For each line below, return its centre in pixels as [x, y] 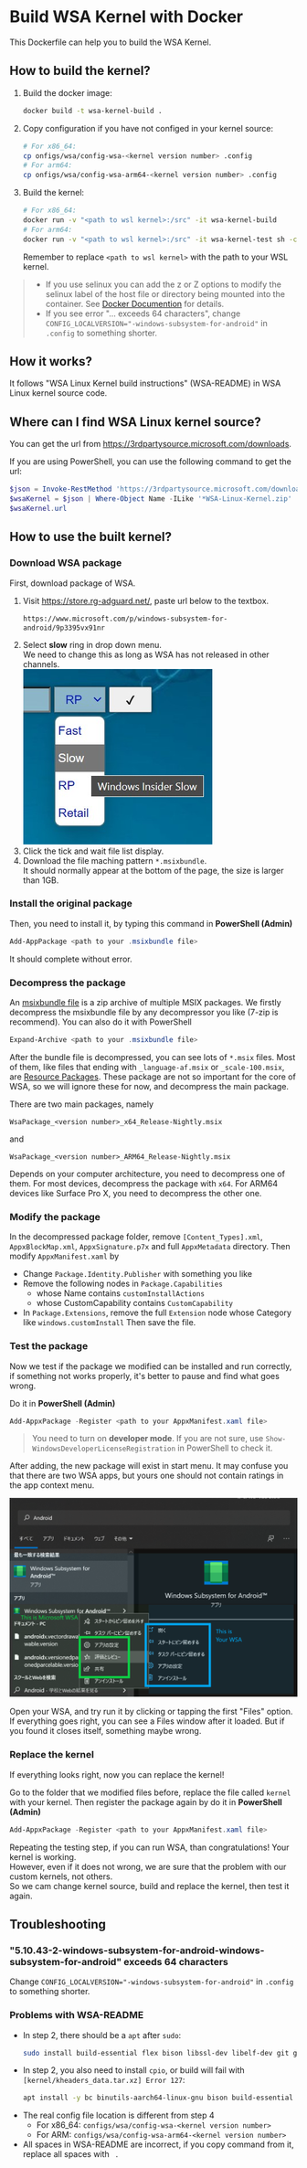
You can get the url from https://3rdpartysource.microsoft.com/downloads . [151, 444]
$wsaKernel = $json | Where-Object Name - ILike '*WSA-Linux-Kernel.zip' [151, 499]
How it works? [51, 361]
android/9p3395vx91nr [64, 628]
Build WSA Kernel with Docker [127, 17]
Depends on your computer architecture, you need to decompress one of [148, 1174]
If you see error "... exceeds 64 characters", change [143, 314]
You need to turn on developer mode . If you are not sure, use [148, 1439]
